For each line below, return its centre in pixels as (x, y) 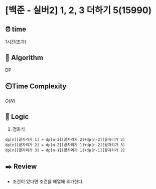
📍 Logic (17, 117)
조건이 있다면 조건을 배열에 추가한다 (47, 181)
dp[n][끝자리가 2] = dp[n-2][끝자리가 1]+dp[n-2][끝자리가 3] (65, 145)
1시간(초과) (16, 42)
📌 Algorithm (24, 58)
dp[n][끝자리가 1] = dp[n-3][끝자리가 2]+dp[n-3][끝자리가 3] (65, 140)
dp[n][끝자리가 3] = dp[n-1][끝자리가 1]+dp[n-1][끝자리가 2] (65, 150)
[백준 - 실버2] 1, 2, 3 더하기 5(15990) (79, 10)
